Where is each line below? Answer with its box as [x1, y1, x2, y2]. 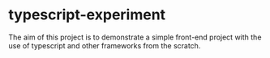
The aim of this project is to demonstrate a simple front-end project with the [8, 32, 262, 42]
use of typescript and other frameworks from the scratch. [8, 40, 201, 50]
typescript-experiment [8, 6, 166, 24]
